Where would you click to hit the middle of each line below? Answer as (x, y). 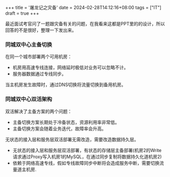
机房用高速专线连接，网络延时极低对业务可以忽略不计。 (70, 67)
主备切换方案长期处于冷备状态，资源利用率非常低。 (66, 122)
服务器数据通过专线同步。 (39, 74)
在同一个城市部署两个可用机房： (39, 57)
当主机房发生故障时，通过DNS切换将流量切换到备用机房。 (65, 85)
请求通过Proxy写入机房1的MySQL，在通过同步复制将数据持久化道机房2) (87, 157)
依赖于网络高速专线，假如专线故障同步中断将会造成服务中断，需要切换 (86, 163)
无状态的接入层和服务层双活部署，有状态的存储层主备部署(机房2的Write (87, 150)
